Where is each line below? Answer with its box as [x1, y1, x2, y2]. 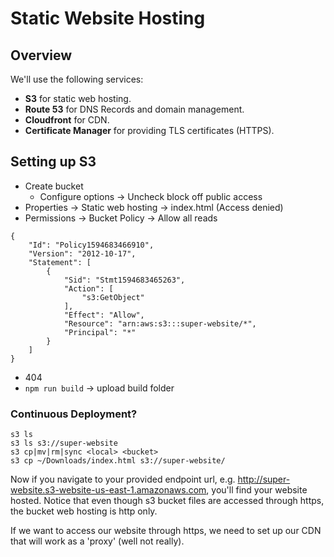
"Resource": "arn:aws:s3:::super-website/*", [63, 318, 257, 329]
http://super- [237, 473, 291, 486]
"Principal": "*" [63, 327, 137, 337]
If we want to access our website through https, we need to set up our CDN [10, 525, 322, 537]
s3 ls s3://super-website [10, 438, 118, 449]
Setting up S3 [10, 153, 97, 171]
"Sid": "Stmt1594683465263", [63, 275, 186, 285]
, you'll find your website [206, 484, 308, 496]
